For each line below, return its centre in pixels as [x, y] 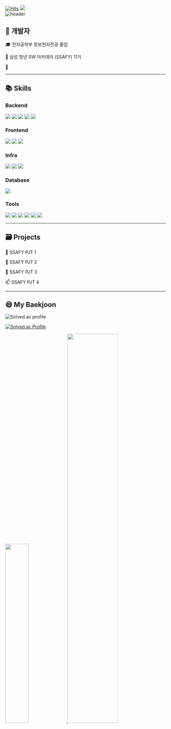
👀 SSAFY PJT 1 [21, 252]
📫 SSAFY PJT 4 [22, 282]
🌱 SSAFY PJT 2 [21, 262]
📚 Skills [18, 88]
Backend [17, 105]
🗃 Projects [23, 237]
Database [17, 180]
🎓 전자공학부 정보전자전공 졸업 [37, 44]
